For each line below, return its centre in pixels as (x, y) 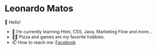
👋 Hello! (13, 22)
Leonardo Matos (39, 9)
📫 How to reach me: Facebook (44, 42)
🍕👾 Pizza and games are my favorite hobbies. (58, 37)
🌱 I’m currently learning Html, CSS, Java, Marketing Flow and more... (82, 31)
